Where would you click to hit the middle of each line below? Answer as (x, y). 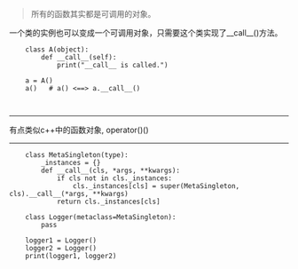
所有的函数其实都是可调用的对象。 (93, 14)
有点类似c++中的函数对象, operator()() (79, 130)
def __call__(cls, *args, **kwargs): (110, 170)
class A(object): (57, 50)
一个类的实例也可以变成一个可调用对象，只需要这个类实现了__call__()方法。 (146, 33)
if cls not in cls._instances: (114, 178)
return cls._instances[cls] (109, 202)
